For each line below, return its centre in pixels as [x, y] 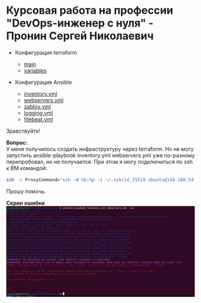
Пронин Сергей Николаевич [80, 36]
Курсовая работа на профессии [90, 10]
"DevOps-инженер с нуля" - [80, 23]
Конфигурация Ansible [43, 82]
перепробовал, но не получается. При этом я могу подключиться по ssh [100, 161]
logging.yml [38, 113]
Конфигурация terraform [46, 52]
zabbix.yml [37, 106]
